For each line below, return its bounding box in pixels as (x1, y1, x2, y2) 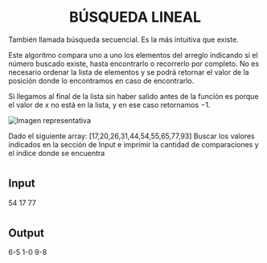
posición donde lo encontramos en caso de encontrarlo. (8, 76, 195, 85)
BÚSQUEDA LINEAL (69, 8, 201, 27)
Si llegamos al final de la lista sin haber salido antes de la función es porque (8, 91, 259, 101)
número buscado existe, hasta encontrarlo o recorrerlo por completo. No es (8, 59, 260, 68)
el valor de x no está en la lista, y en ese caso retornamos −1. (8, 100, 211, 109)
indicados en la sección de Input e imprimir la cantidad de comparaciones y (8, 139, 259, 149)
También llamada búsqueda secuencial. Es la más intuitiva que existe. (8, 35, 239, 44)
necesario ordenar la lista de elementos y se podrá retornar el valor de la (8, 67, 249, 76)
